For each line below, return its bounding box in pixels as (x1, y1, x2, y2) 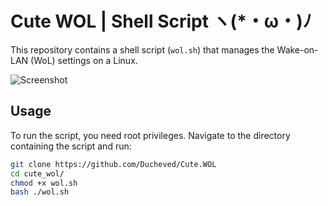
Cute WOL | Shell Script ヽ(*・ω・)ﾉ (10, 10, 312, 33)
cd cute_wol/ (10, 168, 65, 179)
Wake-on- (276, 43, 319, 56)
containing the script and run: (10, 140, 132, 152)
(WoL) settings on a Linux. (30, 54, 138, 66)
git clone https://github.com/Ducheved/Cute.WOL (10, 159, 217, 169)
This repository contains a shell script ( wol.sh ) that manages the (10, 43, 275, 56)
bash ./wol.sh (10, 187, 70, 197)
